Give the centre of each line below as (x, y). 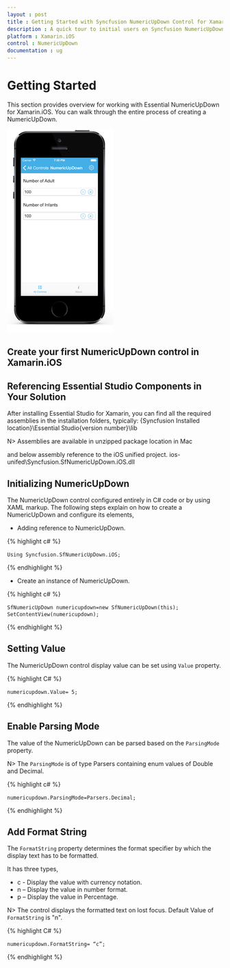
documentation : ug (35, 51)
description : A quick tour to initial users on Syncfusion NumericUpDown (116, 29)
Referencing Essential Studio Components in (104, 386)
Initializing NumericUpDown (68, 483)
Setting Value (37, 649)
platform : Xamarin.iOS (41, 36)
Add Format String (47, 832)
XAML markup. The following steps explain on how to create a (95, 507)
